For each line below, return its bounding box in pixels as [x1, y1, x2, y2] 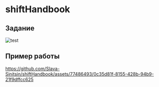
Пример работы [5, 52, 60, 61]
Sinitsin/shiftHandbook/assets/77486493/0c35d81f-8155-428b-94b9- [5, 71, 154, 77]
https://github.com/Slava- [5, 65, 60, 72]
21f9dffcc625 [5, 76, 34, 82]
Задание [5, 24, 35, 33]
